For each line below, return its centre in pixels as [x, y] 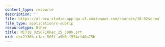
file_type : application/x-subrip [39, 23]
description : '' [22, 14]
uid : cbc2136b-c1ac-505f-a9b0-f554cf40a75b [50, 37]
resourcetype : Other [26, 28]
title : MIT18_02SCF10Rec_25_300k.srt [44, 32]
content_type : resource [29, 10]
